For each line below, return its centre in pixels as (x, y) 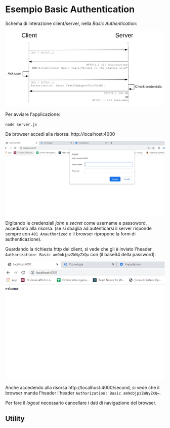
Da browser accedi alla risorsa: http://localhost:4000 (60, 134)
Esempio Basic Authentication (70, 9)
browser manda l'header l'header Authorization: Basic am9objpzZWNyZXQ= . (83, 393)
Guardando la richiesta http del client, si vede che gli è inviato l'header (78, 249)
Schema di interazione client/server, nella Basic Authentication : (71, 23)
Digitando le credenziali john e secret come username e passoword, (76, 223)
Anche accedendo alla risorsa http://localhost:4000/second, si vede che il (82, 388)
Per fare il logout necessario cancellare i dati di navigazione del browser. (81, 403)
